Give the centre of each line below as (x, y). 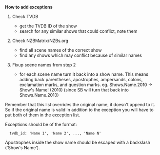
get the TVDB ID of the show (48, 26)
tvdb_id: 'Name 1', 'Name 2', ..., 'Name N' (55, 133)
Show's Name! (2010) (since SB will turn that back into (74, 90)
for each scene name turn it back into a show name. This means (84, 74)
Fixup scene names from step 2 (44, 65)
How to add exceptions (29, 7)
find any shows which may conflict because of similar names (81, 55)
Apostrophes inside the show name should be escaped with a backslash (78, 142)
